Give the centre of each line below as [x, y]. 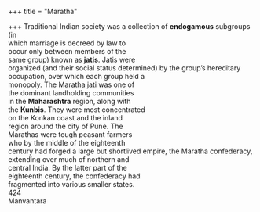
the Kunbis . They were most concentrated [77, 110]
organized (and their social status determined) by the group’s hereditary [125, 68]
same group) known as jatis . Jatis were [72, 59]
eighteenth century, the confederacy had [74, 176]
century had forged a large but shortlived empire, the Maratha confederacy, [130, 151]
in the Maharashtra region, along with [70, 101]
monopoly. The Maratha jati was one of [71, 84]
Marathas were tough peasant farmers [70, 135]
